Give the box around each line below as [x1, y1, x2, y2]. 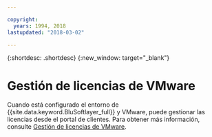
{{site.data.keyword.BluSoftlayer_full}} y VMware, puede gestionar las [7, 108, 205, 116]
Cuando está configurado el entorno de [7, 101, 119, 109]
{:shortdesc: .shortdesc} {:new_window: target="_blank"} [7, 54, 170, 62]
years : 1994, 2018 [13, 22, 67, 30]
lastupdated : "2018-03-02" [7, 29, 85, 36]
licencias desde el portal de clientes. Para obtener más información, [7, 115, 200, 124]
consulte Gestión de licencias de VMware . [7, 123, 127, 131]
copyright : [7, 16, 39, 23]
